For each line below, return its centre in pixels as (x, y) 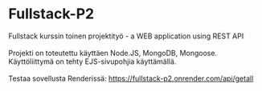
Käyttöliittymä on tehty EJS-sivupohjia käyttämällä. (92, 61)
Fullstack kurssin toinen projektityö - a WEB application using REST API (126, 36)
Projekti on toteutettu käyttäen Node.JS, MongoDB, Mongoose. (113, 53)
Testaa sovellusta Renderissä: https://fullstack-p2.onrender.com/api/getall (131, 78)
